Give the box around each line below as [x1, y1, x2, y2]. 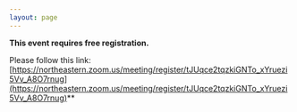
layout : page [9, 12, 58, 22]
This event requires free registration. [9, 37, 149, 48]
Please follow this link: [9, 54, 91, 65]
